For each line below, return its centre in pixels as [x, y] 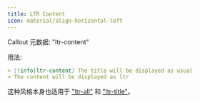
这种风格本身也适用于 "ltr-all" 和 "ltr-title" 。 [71, 92]
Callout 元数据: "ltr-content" [48, 42]
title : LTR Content [36, 14]
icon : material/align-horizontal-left [65, 21]
